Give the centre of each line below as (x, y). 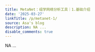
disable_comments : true (29, 32)
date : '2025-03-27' (25, 14)
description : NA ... (26, 27)
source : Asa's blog (25, 23)
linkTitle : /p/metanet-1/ (31, 18)
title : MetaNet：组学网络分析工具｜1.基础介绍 (48, 9)
